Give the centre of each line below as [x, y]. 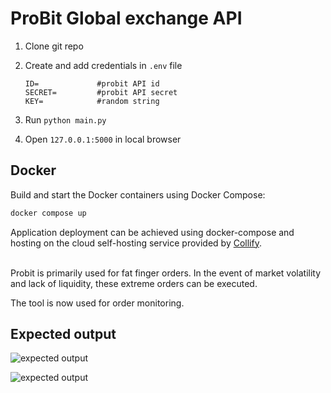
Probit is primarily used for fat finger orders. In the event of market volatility [166, 273]
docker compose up [48, 213]
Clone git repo [54, 46]
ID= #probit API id [92, 83]
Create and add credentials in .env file [103, 65]
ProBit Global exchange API [126, 18]
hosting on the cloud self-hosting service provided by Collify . [136, 243]
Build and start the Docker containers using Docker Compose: [138, 194]
